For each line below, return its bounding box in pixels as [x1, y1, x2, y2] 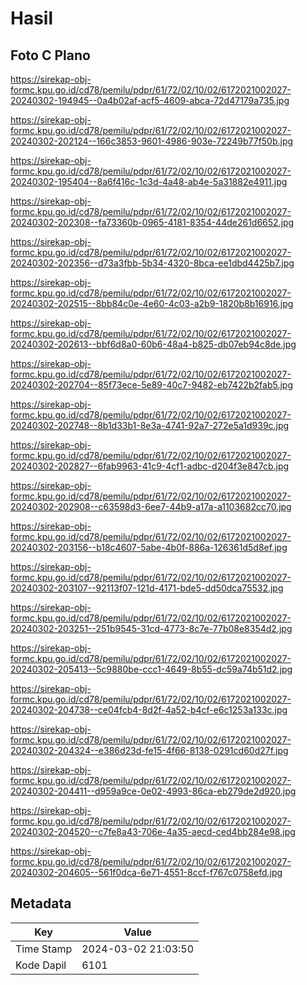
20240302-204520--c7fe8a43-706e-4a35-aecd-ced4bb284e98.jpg [10, 826, 296, 837]
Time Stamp [15, 942, 73, 956]
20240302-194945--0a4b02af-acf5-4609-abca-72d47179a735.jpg [10, 95, 290, 106]
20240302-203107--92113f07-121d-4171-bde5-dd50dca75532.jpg [10, 582, 284, 594]
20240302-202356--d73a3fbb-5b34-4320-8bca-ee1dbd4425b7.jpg [10, 257, 295, 269]
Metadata [10, 895, 72, 912]
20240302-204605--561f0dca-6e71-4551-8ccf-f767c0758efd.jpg [10, 867, 283, 878]
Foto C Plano [10, 47, 91, 64]
